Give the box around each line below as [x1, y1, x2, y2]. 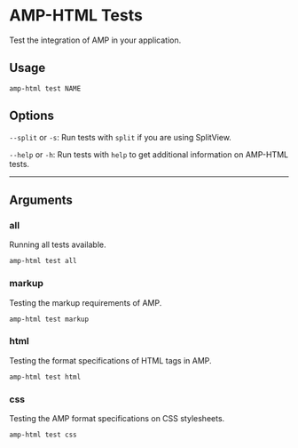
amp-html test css [9, 430, 77, 440]
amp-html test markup [9, 315, 90, 324]
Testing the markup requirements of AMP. [9, 297, 162, 308]
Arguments [9, 192, 74, 207]
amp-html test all [9, 257, 77, 266]
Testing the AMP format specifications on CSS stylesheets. [9, 413, 225, 424]
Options [9, 108, 55, 124]
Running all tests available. [9, 239, 106, 250]
